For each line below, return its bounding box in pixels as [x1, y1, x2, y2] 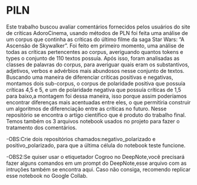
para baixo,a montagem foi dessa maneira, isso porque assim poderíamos [6, 92, 187, 100]
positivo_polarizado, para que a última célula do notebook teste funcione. [6, 142, 186, 149]
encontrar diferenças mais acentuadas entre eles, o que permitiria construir [6, 98, 191, 106]
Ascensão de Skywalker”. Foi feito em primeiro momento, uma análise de [6, 42, 185, 49]
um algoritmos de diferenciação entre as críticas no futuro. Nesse [6, 105, 167, 112]
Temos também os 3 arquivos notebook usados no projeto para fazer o [6, 117, 180, 125]
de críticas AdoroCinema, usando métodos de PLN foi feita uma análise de [6, 29, 188, 36]
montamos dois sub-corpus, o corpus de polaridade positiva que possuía [6, 79, 186, 87]
